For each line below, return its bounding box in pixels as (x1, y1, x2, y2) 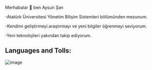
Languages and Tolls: (5, 46, 72, 55)
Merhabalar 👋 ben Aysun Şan (5, 5, 64, 10)
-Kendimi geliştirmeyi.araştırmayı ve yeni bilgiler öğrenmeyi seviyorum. (5, 23, 147, 29)
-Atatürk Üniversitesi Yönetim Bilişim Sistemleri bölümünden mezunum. (5, 14, 148, 19)
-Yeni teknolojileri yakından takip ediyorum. (5, 33, 92, 38)
